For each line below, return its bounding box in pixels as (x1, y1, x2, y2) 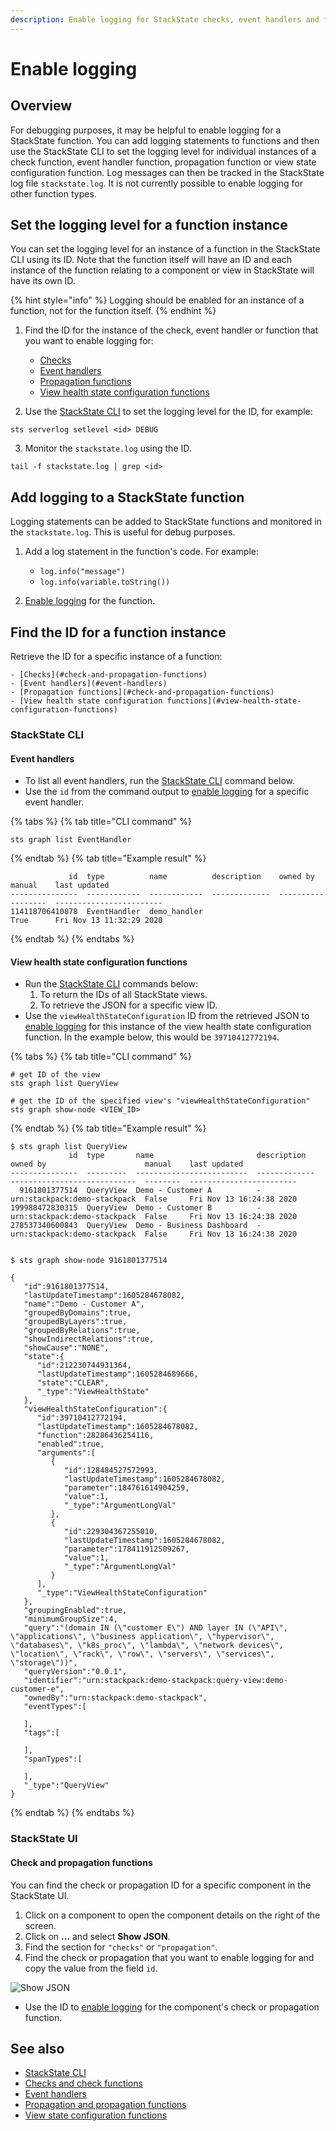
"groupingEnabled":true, (23, 1606, 128, 1616)
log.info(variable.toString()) (39, 577, 171, 588)
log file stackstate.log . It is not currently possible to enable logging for (10, 177, 303, 189)
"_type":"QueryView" (23, 1781, 110, 1791)
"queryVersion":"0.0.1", (23, 1667, 128, 1677)
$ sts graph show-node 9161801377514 (10, 1256, 168, 1266)
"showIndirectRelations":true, (23, 1334, 155, 1345)
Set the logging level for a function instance (10, 217, 288, 234)
